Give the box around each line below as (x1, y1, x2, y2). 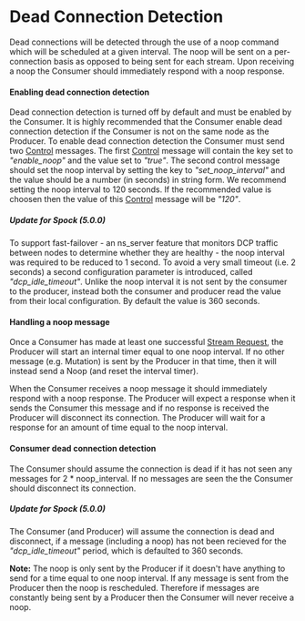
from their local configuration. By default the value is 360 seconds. (9, 296, 260, 307)
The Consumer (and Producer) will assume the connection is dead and (9, 526, 275, 537)
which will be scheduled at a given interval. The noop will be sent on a (9, 46, 273, 56)
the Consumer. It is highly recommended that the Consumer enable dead (9, 117, 283, 127)
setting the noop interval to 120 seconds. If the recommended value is (9, 184, 271, 195)
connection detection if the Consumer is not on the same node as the (9, 126, 269, 137)
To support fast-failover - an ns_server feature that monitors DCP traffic (9, 238, 279, 249)
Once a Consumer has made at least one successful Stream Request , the (9, 337, 284, 348)
